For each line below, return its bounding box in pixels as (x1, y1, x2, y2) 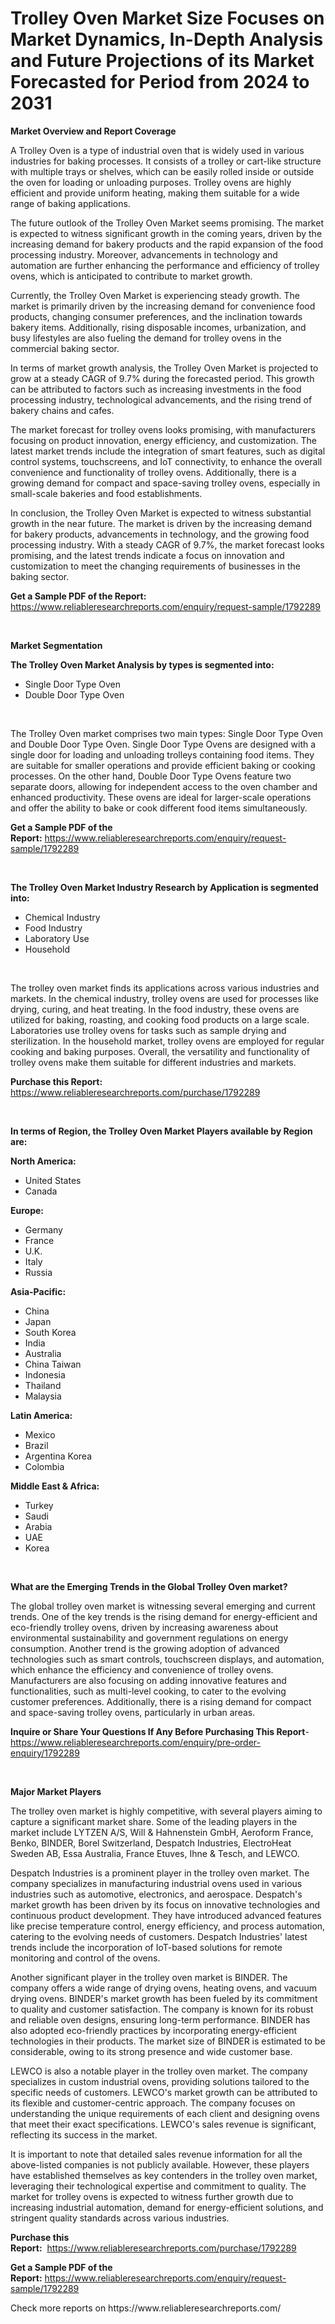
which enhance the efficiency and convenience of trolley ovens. (10, 1663, 274, 1676)
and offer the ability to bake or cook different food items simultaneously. (10, 802, 308, 814)
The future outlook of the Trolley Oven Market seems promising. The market (10, 217, 324, 229)
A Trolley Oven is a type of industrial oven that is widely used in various (10, 144, 305, 156)
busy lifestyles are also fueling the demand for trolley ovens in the (10, 332, 282, 344)
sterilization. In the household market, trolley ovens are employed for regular (10, 1035, 325, 1047)
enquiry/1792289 (10, 1747, 80, 1759)
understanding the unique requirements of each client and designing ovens (10, 2107, 320, 2119)
